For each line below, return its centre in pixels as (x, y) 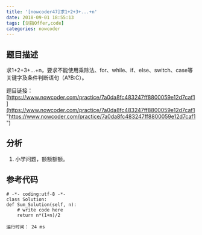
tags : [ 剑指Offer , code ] (35, 23)
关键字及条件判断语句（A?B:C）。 (47, 78)
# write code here (40, 210)
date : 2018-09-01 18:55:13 (40, 17)
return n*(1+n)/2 (39, 215)
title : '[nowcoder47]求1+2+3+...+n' (52, 12)
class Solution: (27, 199)
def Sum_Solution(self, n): (42, 205)
